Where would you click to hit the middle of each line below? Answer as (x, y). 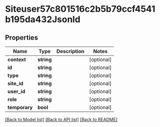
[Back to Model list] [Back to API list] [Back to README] (61, 119)
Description (70, 51)
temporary (20, 107)
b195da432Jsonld (43, 19)
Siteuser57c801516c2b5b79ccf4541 (80, 9)
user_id (16, 91)
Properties (22, 38)
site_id (15, 83)
